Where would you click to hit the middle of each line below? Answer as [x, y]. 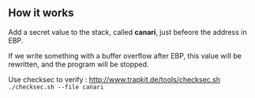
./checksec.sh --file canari [56, 87]
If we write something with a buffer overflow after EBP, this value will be [125, 55]
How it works [41, 13]
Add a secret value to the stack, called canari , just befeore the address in [127, 32]
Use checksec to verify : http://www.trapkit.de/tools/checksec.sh [114, 79]
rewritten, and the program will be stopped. [79, 64]
